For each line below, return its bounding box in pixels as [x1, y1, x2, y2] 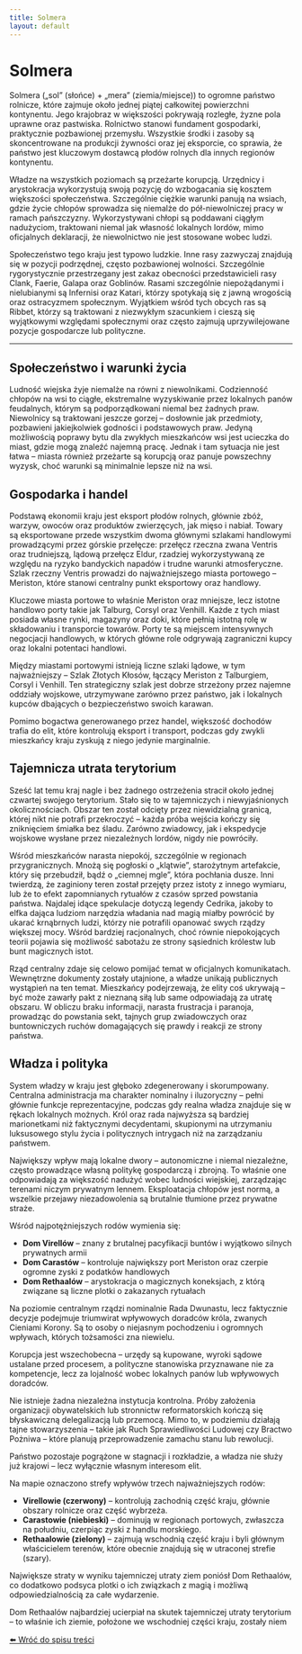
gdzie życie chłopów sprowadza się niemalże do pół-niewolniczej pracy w [9, 203, 284, 214]
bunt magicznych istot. [9, 946, 94, 957]
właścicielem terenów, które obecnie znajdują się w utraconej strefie [22, 1542, 276, 1553]
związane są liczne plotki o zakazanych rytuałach [22, 1285, 206, 1296]
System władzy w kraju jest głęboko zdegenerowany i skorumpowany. [9, 1080, 270, 1091]
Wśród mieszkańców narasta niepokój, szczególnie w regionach [9, 849, 247, 860]
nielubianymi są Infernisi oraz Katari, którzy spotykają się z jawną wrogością [9, 287, 292, 298]
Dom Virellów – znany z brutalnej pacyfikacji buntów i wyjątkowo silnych [22, 1237, 292, 1248]
